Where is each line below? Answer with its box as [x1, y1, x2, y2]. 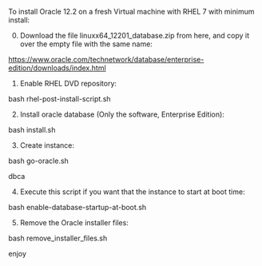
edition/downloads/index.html [8, 63, 106, 73]
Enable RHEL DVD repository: [19, 79, 117, 88]
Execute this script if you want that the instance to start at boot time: [19, 187, 245, 197]
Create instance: [19, 141, 74, 150]
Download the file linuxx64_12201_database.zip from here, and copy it [19, 31, 250, 40]
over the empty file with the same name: [19, 39, 153, 49]
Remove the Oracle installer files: [19, 218, 129, 227]
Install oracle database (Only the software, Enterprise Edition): [19, 109, 225, 119]
